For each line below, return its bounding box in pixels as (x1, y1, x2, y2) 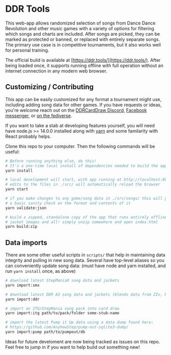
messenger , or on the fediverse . (5, 112, 72, 119)
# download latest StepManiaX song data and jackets (5, 278, 120, 283)
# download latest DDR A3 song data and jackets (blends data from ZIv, (5, 292, 163, 297)
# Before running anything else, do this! (5, 158, 97, 163)
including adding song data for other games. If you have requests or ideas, (5, 102, 162, 108)
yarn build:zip (5, 224, 38, 229)
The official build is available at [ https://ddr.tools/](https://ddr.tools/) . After (5, 57, 161, 63)
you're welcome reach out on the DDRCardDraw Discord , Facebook (5, 107, 147, 113)
